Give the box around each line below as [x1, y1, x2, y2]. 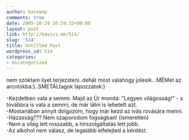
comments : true [6, 15, 45, 21]
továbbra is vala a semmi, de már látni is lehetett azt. [6, 101, 138, 108]
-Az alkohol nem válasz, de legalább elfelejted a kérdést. [6, 127, 147, 134]
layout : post [6, 25, 39, 32]
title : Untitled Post [6, 43, 61, 49]
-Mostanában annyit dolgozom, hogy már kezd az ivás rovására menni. [6, 107, 184, 115]
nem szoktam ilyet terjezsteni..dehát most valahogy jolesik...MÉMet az [6, 76, 182, 84]
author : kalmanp [6, 8, 47, 15]
